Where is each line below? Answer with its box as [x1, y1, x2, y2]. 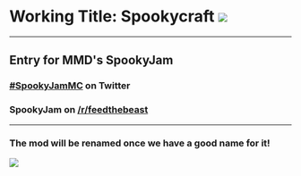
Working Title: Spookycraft [9, 6, 215, 27]
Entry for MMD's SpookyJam [9, 53, 174, 68]
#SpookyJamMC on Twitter [9, 80, 131, 92]
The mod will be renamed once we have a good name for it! [9, 137, 271, 149]
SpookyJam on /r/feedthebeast [9, 104, 149, 116]
